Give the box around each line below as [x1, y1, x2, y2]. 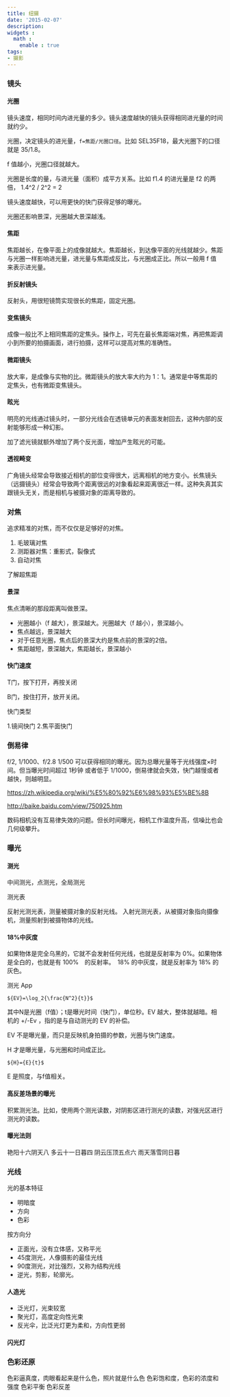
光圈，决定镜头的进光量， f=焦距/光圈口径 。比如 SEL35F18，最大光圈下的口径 [7, 137, 220, 145]
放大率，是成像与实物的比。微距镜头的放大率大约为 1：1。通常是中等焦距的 [7, 372, 218, 381]
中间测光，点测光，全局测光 [7, 878, 86, 887]
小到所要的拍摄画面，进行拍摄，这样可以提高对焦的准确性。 [7, 339, 175, 347]
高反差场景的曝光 [7, 1089, 55, 1098]
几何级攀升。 [7, 825, 43, 833]
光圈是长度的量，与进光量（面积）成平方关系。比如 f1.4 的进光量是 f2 [7, 174, 203, 183]
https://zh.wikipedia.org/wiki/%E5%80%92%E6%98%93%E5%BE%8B [7, 788, 209, 797]
